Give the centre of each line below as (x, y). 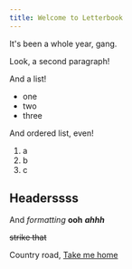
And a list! (28, 79)
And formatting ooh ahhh (57, 220)
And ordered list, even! (52, 133)
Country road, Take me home (64, 255)
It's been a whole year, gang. (63, 43)
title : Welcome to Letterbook (66, 18)
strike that (28, 237)
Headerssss (44, 199)
